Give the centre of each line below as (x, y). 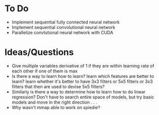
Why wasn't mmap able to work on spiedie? (56, 107)
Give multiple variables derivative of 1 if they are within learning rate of (83, 66)
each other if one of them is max (45, 71)
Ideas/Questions (39, 52)
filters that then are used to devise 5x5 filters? (58, 87)
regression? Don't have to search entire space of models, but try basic (83, 97)
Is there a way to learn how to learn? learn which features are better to (83, 76)
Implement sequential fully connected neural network (66, 22)
